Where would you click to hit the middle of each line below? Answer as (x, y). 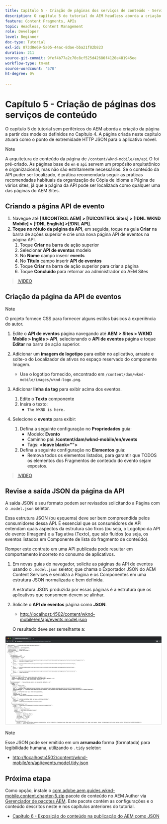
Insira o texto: (34, 404)
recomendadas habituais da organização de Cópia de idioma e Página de (80, 180)
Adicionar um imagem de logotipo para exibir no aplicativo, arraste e (83, 354)
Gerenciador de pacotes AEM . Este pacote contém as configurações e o (79, 801)
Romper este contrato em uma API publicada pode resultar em (69, 549)
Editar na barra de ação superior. (46, 344)
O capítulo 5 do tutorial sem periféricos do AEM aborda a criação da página (83, 129)
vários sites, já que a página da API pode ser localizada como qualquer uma (83, 185)
